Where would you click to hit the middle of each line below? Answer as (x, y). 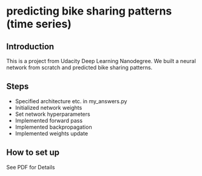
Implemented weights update (52, 133)
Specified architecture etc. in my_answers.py (71, 101)
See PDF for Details (31, 167)
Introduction (30, 46)
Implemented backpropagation (53, 127)
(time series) (39, 24)
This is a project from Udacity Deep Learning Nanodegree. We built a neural (101, 61)
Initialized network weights (49, 107)
